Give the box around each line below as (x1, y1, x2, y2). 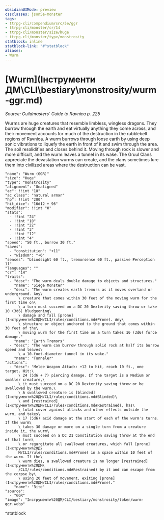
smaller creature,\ (5, 377, 45, 382)
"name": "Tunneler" (14, 356, 54, 361)
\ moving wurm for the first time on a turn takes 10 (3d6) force (18, 330, 157, 335)
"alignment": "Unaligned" (5, 184, 58, 189)
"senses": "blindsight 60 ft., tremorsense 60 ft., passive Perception (5, 257, 155, 262)
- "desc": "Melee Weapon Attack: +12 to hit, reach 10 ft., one (9, 365, 144, 370)
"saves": (5, 245, 23, 249)
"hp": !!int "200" (5, 197, 43, 202)
